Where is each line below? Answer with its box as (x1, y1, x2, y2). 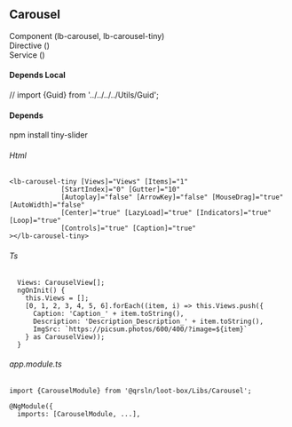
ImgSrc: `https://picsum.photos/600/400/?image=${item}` (32, 324, 249, 334)
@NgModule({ (9, 401, 53, 411)
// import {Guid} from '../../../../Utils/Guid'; (9, 90, 160, 100)
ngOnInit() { (17, 286, 66, 295)
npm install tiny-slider (9, 130, 89, 140)
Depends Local (9, 70, 67, 81)
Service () (9, 49, 46, 60)
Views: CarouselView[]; (17, 278, 105, 287)
